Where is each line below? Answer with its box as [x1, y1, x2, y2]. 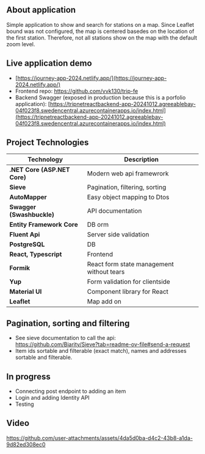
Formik [9, 264, 31, 272]
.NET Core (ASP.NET [9, 166, 70, 174]
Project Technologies [6, 137, 89, 148]
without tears [87, 268, 125, 276]
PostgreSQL [9, 240, 45, 249]
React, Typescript [9, 250, 62, 258]
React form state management [87, 260, 174, 269]
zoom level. [6, 40, 35, 48]
